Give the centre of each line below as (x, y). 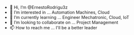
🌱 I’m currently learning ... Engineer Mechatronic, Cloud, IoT (69, 17)
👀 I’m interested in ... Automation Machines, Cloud (60, 12)
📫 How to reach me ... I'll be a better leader (53, 28)
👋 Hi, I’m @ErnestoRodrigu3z (39, 7)
